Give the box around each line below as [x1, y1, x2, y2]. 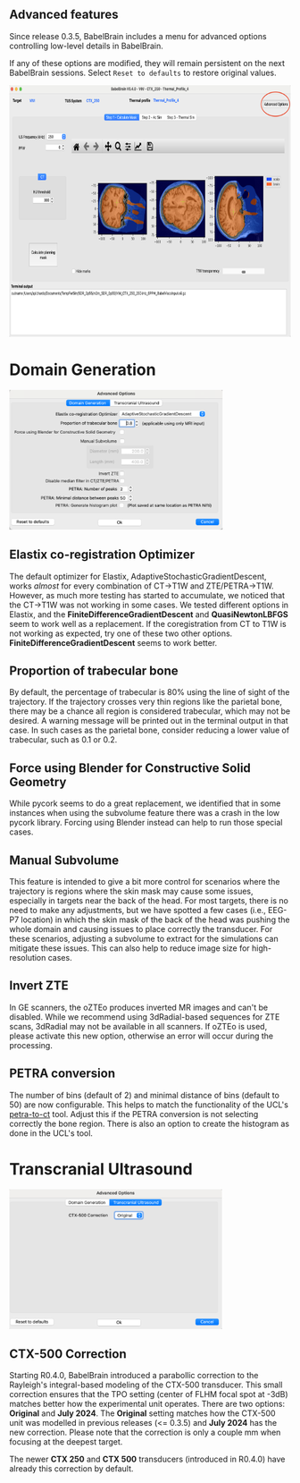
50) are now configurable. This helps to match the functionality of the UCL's [9, 1099, 288, 1110]
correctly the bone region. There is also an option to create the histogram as [9, 1118, 290, 1129]
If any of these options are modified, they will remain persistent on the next [9, 57, 286, 68]
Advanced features [9, 7, 119, 22]
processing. [9, 1039, 54, 1050]
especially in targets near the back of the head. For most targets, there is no [9, 895, 288, 906]
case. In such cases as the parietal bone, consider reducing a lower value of [9, 725, 290, 736]
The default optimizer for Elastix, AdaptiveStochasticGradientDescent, [9, 571, 267, 581]
